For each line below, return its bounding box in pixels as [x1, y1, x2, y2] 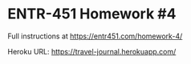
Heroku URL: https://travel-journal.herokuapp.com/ [7, 46, 177, 56]
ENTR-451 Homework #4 [7, 5, 177, 23]
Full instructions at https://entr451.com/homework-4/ [7, 31, 183, 41]
